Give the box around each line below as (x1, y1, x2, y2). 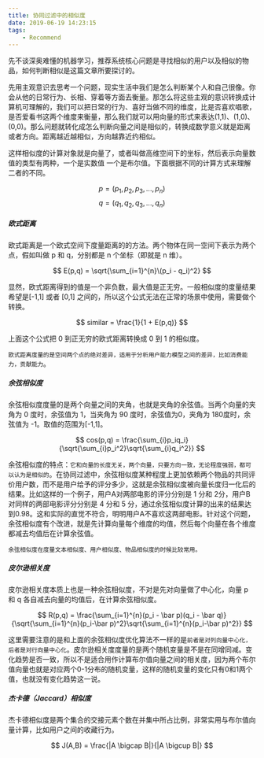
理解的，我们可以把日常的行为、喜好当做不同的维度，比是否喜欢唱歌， (28, 102, 256, 112)
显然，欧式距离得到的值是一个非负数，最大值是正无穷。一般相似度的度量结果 (8, 282, 256, 291)
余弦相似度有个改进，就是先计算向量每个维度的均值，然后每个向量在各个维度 (8, 519, 256, 528)
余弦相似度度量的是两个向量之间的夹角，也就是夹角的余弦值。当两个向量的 (8, 399, 249, 409)
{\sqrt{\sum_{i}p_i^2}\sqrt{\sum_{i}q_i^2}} (58, 443, 195, 453)
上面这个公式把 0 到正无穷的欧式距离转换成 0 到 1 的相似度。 (8, 334, 203, 343)
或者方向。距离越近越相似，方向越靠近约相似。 (8, 131, 159, 142)
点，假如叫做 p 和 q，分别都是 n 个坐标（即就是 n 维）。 (8, 250, 187, 260)
